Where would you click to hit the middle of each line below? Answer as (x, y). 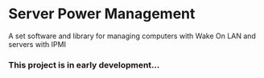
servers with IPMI (37, 44)
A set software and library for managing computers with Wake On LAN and (132, 36)
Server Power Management (102, 14)
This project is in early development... (84, 64)
